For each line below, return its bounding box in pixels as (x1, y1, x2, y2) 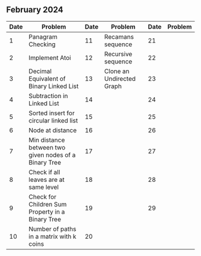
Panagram (29, 32, 58, 41)
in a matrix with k (29, 232, 77, 240)
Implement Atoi (29, 53, 71, 62)
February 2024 (6, 5, 64, 15)
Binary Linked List (29, 82, 79, 90)
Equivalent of (29, 74, 66, 83)
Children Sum (29, 200, 67, 208)
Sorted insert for (29, 109, 75, 117)
